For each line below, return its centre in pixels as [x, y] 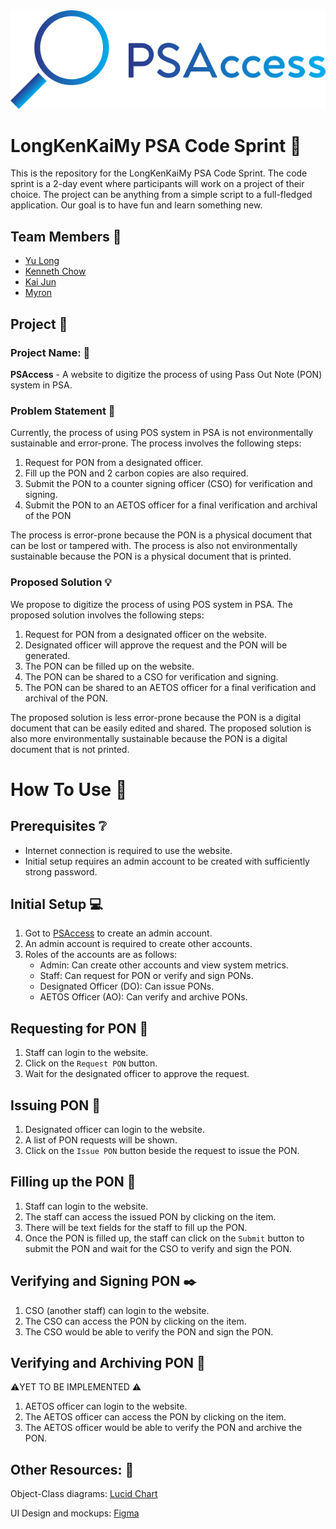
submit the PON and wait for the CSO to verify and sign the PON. [158, 1248]
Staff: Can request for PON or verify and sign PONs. [146, 976]
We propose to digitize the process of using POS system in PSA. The [151, 604]
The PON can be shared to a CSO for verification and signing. [151, 676]
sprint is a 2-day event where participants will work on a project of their [157, 184]
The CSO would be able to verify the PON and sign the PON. [149, 1331]
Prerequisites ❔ [58, 826]
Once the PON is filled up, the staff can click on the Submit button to [164, 1238]
